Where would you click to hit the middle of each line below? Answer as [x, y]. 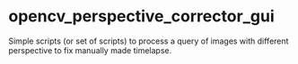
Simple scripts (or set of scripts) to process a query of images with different [149, 41]
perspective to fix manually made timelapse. [90, 50]
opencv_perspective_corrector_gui [141, 16]
